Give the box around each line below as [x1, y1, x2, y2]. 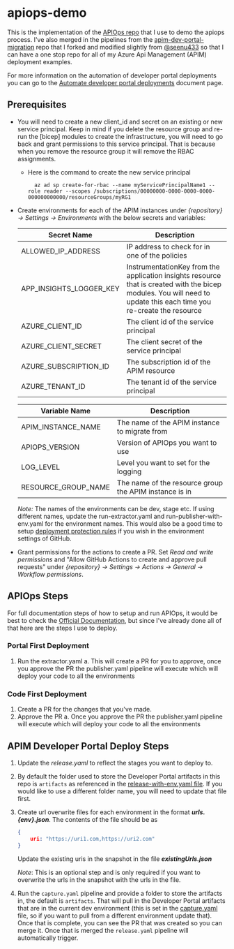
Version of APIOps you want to [116, 438, 217, 448]
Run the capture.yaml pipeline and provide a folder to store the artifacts [17, 889, 223, 897]
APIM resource [126, 365, 175, 375]
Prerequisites [7, 99, 67, 111]
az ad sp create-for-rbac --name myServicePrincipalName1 [33, 182, 206, 189]
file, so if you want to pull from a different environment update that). [17, 911, 212, 920]
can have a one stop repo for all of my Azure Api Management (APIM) [7, 50, 207, 59]
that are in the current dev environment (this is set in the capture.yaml [17, 904, 218, 912]
